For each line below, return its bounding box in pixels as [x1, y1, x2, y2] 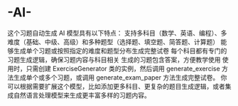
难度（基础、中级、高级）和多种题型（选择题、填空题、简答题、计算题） [7, 37, 219, 46]
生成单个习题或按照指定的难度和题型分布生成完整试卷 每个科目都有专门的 [13, 46, 227, 55]
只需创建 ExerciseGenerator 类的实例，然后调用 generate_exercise [26, 64, 220, 73]
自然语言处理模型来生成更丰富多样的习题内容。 [13, 90, 151, 100]
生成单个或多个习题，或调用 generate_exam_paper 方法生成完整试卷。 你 [13, 73, 227, 82]
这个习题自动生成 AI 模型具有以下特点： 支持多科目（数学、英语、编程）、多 [7, 28, 227, 37]
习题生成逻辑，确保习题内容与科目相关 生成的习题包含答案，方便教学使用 [7, 55, 221, 64]
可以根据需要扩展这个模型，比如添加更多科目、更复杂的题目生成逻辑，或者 [7, 82, 225, 90]
